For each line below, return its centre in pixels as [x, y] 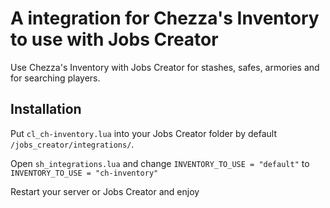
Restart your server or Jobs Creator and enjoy [105, 191]
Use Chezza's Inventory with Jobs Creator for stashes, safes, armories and [165, 67]
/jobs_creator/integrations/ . [72, 144]
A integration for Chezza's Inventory [165, 18]
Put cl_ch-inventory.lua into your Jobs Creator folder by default [144, 133]
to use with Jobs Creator [114, 39]
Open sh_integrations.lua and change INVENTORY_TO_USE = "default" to [160, 163]
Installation [46, 109]
